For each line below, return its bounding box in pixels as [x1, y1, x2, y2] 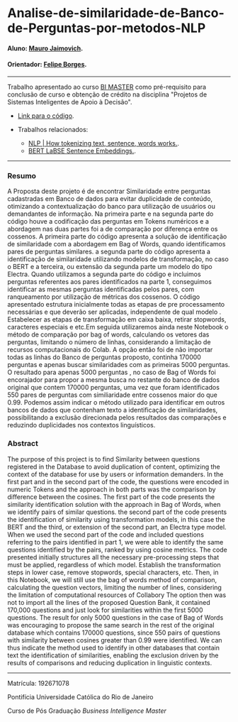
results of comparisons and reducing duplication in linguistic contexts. [7, 658, 212, 667]
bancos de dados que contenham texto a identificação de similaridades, [7, 406, 218, 415]
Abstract [7, 439, 39, 449]
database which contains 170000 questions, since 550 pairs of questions [7, 628, 221, 637]
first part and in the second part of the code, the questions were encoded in [7, 477, 229, 486]
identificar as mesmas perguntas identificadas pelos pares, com [7, 285, 195, 294]
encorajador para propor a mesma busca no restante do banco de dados [7, 376, 220, 384]
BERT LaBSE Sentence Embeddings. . [28, 146, 137, 155]
